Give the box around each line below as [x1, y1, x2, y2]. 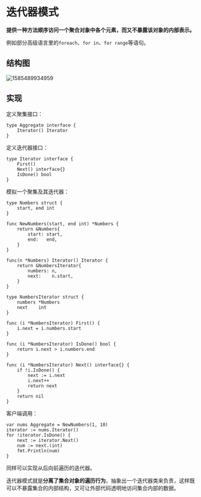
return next [28, 383, 58, 389]
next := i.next [28, 372, 66, 378]
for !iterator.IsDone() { [6, 432, 71, 438]
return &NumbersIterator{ [17, 262, 82, 269]
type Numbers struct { [6, 200, 63, 206]
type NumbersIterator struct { [6, 294, 84, 300]
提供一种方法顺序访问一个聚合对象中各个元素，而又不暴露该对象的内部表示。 [6, 26, 195, 33]
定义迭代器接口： [6, 144, 48, 151]
